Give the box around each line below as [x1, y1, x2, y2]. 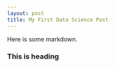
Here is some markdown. [7, 35, 78, 43]
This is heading [7, 52, 60, 61]
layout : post [7, 10, 44, 17]
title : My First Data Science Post [7, 16, 109, 23]
